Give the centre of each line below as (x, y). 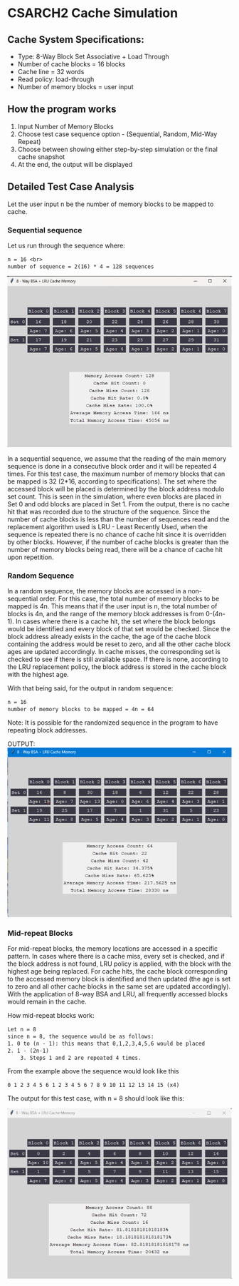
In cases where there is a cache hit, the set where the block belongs (115, 621)
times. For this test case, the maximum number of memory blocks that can (116, 474)
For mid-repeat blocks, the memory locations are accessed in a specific (113, 949)
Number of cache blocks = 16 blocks (71, 64)
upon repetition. (31, 557)
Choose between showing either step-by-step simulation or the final (118, 149)
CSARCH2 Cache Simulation (93, 13)
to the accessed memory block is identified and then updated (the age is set (119, 979)
